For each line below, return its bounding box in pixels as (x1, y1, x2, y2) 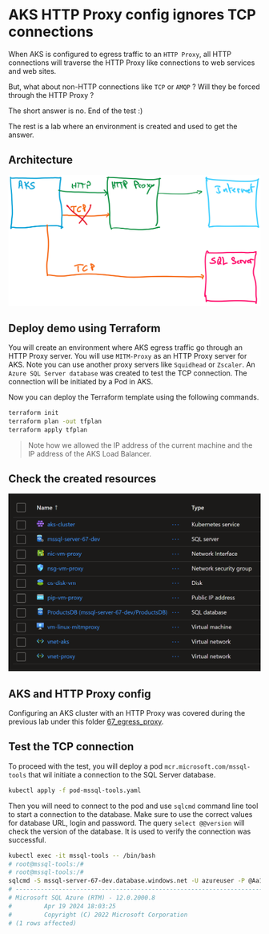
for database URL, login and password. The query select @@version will (8, 818, 245, 827)
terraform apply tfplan (8, 425, 88, 434)
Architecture (8, 153, 74, 167)
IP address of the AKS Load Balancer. (27, 449, 152, 458)
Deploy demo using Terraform (8, 321, 162, 335)
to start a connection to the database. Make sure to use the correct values (8, 809, 253, 819)
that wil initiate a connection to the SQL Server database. (27, 770, 216, 779)
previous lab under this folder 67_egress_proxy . (8, 717, 164, 727)
